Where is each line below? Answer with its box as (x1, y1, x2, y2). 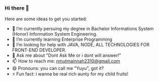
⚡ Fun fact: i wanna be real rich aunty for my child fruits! (12, 71, 129, 77)
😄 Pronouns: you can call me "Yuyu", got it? (12, 65, 104, 71)
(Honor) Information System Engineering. (12, 31, 98, 37)
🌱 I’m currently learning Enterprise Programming (12, 36, 113, 42)
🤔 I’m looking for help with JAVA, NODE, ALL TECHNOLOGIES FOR (12, 42, 149, 48)
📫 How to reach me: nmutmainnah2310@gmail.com (12, 58, 120, 64)
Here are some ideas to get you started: (5, 16, 88, 22)
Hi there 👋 (5, 5, 30, 12)
